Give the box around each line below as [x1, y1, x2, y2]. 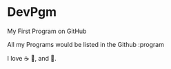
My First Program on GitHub [7, 27, 87, 35]
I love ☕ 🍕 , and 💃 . [7, 54, 57, 62]
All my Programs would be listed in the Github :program [7, 40, 164, 48]
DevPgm [7, 4, 57, 20]
